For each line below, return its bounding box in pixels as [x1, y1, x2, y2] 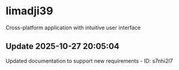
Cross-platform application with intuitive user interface [5, 24, 141, 31]
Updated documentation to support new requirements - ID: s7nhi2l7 [5, 57, 173, 64]
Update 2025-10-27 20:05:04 [5, 41, 120, 51]
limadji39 [5, 4, 53, 18]
